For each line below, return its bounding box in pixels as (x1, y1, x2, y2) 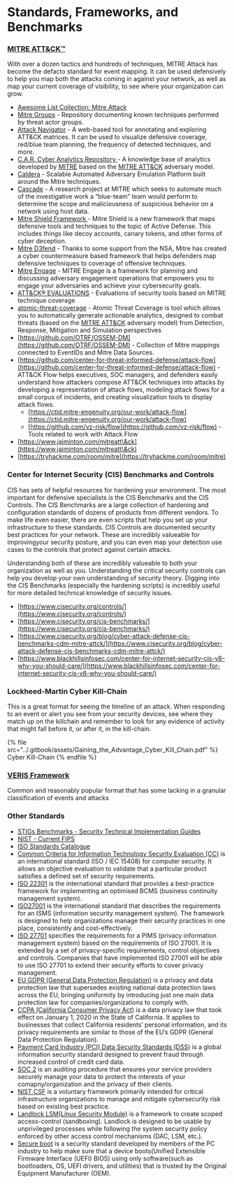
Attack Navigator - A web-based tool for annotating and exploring (17, 125, 207, 134)
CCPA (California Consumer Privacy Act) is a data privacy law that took (17, 1005, 222, 1014)
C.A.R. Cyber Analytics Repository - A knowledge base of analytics (17, 155, 211, 164)
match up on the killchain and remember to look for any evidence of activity (7, 718, 225, 726)
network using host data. (17, 207, 89, 215)
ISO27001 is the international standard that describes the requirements (17, 901, 221, 910)
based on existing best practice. (17, 1102, 110, 1111)
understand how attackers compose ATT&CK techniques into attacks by (17, 378, 225, 387)
